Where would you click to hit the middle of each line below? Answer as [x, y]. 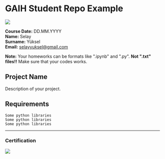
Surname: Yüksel [23, 42]
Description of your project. [33, 89]
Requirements [27, 104]
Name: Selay [18, 36]
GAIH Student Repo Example [64, 9]
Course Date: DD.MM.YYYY [33, 31]
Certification [21, 141]
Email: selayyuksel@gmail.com [37, 46]
